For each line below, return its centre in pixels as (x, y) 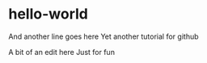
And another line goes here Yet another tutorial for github (104, 36)
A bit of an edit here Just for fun (62, 52)
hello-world (49, 14)
